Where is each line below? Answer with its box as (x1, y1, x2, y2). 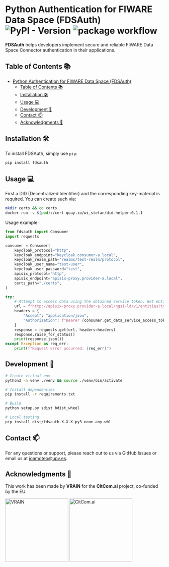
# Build (5, 401, 22, 406)
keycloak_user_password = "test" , (14, 266, 82, 272)
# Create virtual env (5, 373, 51, 378)
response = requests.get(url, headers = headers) (14, 327, 116, 332)
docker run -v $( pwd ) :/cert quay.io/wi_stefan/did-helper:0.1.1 (5, 210, 143, 215)
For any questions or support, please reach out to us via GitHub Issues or (5, 450, 157, 456)
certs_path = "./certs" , (14, 280, 62, 286)
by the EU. (5, 488, 27, 495)
